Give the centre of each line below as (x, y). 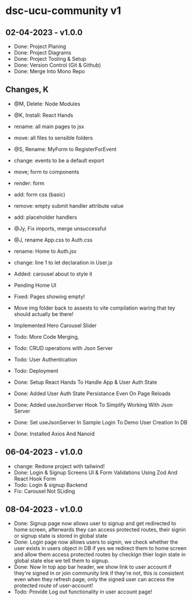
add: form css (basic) (39, 194)
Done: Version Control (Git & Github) (57, 65)
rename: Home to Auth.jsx (45, 251)
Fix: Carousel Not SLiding (44, 491)
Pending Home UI (35, 285)
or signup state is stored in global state (61, 536)
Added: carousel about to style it (53, 274)
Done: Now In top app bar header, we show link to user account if (93, 567)
